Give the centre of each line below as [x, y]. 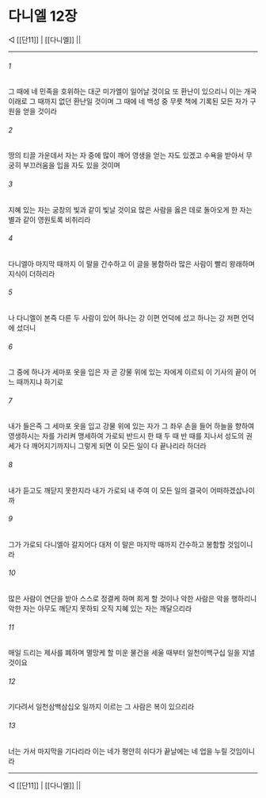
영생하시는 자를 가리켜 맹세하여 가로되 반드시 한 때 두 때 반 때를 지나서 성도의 [126, 436]
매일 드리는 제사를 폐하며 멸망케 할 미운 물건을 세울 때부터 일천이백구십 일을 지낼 [132, 653]
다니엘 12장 [43, 16]
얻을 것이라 [40, 111]
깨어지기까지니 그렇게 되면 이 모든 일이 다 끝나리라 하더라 [119, 446]
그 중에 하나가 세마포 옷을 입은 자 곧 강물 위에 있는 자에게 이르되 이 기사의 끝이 [128, 372]
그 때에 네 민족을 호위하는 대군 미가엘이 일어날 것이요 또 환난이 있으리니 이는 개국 [133, 91]
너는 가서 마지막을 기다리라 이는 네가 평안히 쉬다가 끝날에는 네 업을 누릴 [118, 751]
